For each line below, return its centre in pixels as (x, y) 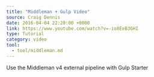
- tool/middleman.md (37, 51)
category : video (26, 39)
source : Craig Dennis (33, 17)
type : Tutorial (25, 34)
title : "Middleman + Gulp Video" (48, 12)
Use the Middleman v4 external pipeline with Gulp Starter (77, 67)
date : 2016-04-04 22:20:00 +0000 (48, 23)
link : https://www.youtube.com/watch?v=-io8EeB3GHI (72, 28)
